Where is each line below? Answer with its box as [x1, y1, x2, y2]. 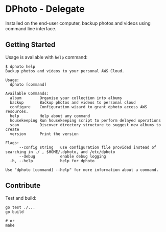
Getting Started [5, 41, 56, 49]
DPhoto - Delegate [5, 3, 85, 15]
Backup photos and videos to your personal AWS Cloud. [5, 68, 125, 73]
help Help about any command [10, 113, 90, 119]
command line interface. [5, 25, 57, 31]
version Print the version [10, 131, 79, 137]
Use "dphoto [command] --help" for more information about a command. [5, 167, 159, 172]
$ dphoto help [5, 64, 36, 69]
